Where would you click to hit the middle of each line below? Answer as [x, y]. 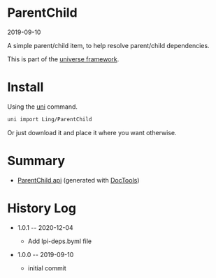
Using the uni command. [43, 107]
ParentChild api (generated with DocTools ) [78, 180]
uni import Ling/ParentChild [50, 119]
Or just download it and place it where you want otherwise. [92, 132]
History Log [42, 208]
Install [26, 87]
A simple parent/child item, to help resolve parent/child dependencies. [108, 45]
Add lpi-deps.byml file [60, 241]
